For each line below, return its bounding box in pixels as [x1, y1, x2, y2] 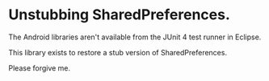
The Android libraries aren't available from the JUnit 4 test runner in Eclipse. [8, 32, 262, 42]
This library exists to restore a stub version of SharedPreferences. [8, 47, 228, 57]
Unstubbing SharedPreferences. [8, 6, 230, 24]
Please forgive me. [8, 63, 71, 73]
